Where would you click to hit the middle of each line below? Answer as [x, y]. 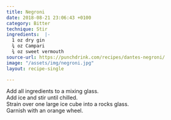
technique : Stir [27, 29]
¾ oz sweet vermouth [38, 52]
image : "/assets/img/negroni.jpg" [50, 63]
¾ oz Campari [28, 46]
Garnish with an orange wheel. [45, 111]
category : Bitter [28, 23]
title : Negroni [26, 12]
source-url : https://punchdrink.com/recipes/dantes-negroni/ [86, 57]
